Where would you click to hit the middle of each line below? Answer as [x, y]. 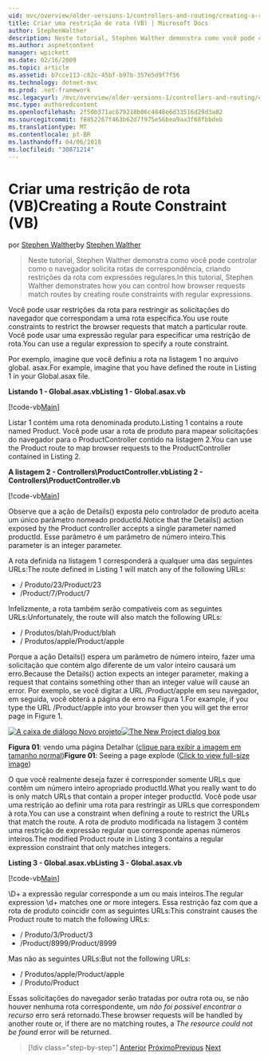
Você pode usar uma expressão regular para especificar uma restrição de [130, 335]
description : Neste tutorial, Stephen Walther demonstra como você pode [132, 38]
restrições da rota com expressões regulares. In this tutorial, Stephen [140, 277]
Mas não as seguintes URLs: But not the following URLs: [99, 959]
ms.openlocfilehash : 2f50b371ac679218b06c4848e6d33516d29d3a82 [116, 113]
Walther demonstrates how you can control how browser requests [136, 286]
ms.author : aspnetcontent [51, 46]
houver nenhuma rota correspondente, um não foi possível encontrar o [125, 1006]
